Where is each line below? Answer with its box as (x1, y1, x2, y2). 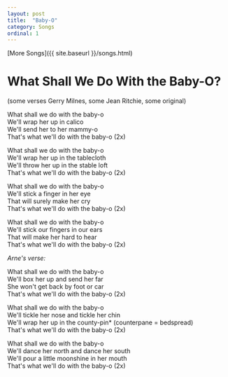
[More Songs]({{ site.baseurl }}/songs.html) (7, 49, 133, 57)
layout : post (7, 10, 45, 18)
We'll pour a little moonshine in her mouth (7, 355, 127, 363)
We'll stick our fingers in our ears (7, 226, 103, 234)
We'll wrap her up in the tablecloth (7, 153, 106, 162)
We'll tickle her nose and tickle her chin (7, 311, 121, 320)
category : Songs (7, 23, 55, 30)
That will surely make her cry (7, 197, 91, 205)
